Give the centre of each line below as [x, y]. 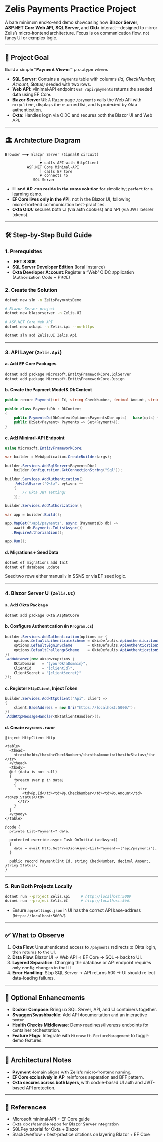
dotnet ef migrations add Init [37, 562]
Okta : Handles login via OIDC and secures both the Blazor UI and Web [82, 115]
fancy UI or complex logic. [31, 38]
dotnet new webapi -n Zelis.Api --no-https [50, 327]
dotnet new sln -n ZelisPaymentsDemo [43, 300]
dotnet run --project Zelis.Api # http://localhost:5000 [68, 897]
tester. [18, 1020]
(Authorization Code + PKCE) [41, 277]
